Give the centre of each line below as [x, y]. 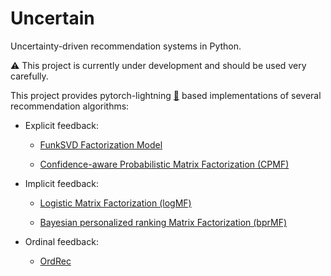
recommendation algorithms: [70, 106]
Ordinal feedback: [61, 241]
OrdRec [55, 261]
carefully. [29, 76]
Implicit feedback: [62, 183]
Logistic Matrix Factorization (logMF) [115, 203]
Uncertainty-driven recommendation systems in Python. [126, 46]
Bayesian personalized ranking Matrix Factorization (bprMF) [163, 222]
